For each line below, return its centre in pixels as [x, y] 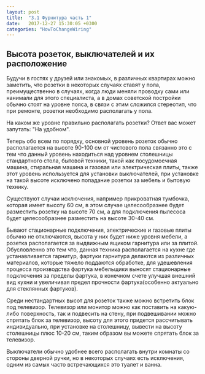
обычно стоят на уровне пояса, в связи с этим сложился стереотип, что [102, 104]
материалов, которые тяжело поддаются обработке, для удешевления [100, 263]
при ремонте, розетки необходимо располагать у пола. [79, 111]
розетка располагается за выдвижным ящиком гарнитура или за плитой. [102, 243]
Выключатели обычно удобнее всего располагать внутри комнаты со [98, 352]
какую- [188, 307]
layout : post [23, 12]
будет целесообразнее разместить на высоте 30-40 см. [80, 218]
